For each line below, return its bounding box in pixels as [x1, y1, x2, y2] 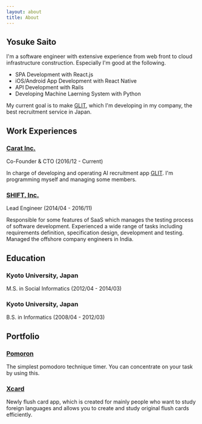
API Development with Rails [15, 84, 84, 91]
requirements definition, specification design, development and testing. [6, 229, 184, 236]
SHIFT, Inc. [6, 191, 39, 199]
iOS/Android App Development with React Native [15, 77, 137, 85]
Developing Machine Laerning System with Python [15, 90, 141, 97]
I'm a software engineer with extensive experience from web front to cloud [6, 53, 192, 60]
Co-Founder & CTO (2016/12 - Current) [6, 158, 103, 165]
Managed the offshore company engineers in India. [6, 236, 134, 243]
